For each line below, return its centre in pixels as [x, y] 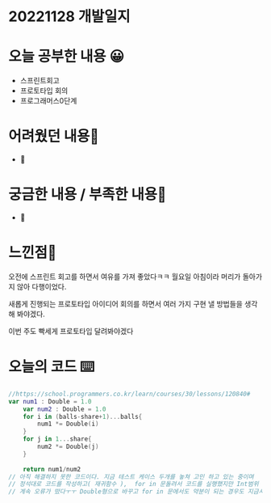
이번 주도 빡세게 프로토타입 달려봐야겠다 [71, 331]
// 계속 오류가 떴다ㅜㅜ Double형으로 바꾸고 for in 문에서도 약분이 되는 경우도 [126, 492]
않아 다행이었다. [42, 286]
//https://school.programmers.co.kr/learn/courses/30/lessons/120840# [129, 394]
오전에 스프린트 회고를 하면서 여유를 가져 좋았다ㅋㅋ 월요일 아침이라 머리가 [125, 277]
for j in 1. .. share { [57, 439]
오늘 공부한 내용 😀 [67, 57]
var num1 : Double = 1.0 [50, 401]
